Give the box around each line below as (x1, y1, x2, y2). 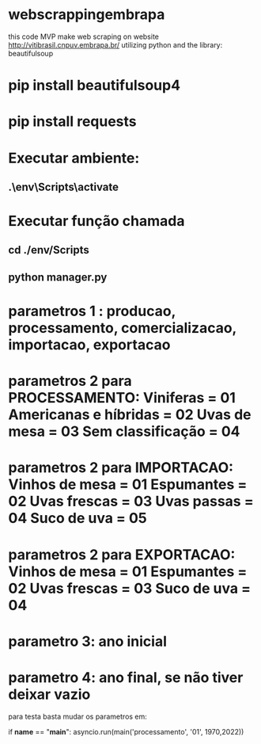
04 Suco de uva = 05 (8, 509, 148, 528)
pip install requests (8, 113, 137, 131)
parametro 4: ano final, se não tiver (8, 668, 244, 686)
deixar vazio (8, 685, 91, 703)
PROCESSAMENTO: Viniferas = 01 (8, 389, 236, 407)
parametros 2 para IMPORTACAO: (8, 459, 234, 477)
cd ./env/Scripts (8, 243, 89, 257)
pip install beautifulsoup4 (8, 77, 180, 94)
